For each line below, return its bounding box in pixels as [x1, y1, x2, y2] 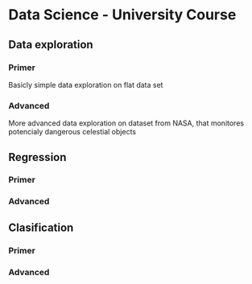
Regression [8, 150, 67, 164]
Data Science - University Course [8, 6, 237, 24]
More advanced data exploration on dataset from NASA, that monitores [8, 118, 244, 128]
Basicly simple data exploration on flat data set [8, 80, 163, 89]
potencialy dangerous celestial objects [8, 127, 137, 137]
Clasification [8, 220, 74, 234]
